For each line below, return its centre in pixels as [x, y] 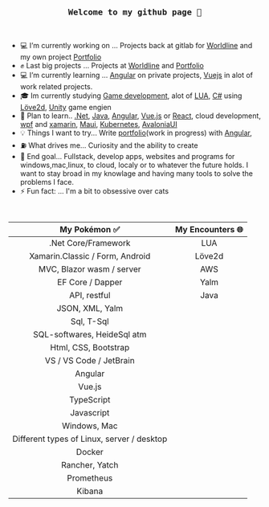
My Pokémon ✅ [90, 230]
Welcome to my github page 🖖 [135, 12]
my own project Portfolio [61, 57]
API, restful [90, 296]
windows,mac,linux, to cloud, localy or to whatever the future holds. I [134, 165]
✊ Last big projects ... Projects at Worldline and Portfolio [112, 66]
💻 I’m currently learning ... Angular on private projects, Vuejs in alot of [137, 76]
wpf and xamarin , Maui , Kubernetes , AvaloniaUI [99, 125]
